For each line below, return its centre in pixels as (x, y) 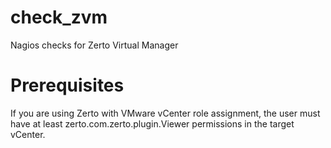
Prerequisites (67, 85)
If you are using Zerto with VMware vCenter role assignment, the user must (165, 113)
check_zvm (59, 17)
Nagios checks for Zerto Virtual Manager (94, 45)
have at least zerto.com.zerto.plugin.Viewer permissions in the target (152, 123)
